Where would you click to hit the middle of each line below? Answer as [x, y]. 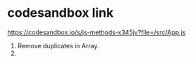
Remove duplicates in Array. [58, 45]
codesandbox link [61, 13]
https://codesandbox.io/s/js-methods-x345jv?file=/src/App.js [96, 32]
